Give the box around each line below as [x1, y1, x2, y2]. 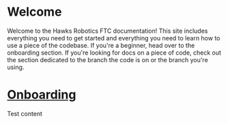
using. [7, 63, 25, 71]
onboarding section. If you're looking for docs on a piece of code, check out [7, 49, 222, 57]
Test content [7, 109, 43, 118]
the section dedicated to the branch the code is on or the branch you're [7, 55, 208, 64]
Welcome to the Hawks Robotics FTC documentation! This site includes [7, 27, 208, 35]
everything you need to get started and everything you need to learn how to [7, 33, 220, 42]
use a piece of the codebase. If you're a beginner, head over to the [7, 41, 195, 49]
